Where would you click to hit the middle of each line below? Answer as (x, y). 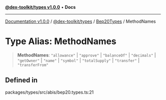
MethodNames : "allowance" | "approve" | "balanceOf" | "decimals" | (86, 55)
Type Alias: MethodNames (61, 41)
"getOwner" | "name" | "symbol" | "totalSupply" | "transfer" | (78, 60)
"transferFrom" (33, 65)
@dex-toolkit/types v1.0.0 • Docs (41, 7)
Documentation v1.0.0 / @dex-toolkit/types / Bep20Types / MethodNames (81, 21)
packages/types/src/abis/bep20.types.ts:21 (49, 92)
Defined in (21, 80)
